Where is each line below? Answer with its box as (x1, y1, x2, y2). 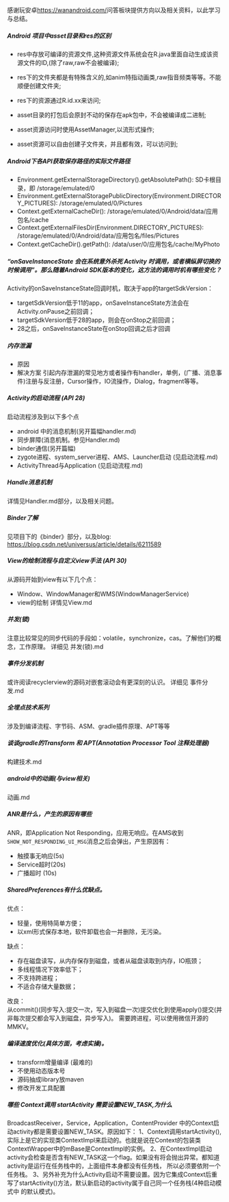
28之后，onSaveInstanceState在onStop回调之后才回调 (16, 324, 171, 332)
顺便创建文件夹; (16, 82, 62, 90)
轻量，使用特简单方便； (16, 918, 83, 927)
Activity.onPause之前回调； (16, 307, 95, 315)
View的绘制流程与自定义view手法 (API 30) (7, 557, 127, 565)
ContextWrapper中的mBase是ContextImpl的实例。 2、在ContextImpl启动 (7, 1144, 213, 1153)
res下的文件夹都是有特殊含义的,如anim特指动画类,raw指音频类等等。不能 (16, 73, 221, 81)
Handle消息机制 (7, 478, 53, 486)
